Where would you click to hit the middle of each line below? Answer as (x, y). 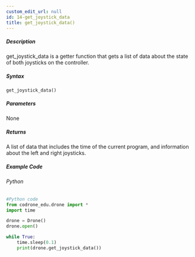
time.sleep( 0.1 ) (37, 243)
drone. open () (22, 226)
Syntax (15, 76)
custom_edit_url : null (34, 12)
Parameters (21, 103)
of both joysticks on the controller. (48, 63)
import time (21, 210)
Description (21, 41)
